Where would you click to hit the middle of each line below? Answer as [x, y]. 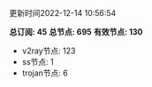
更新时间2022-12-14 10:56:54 [63, 13]
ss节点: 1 [38, 62]
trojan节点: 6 [45, 73]
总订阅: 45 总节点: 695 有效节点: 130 [76, 32]
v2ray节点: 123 [49, 51]
